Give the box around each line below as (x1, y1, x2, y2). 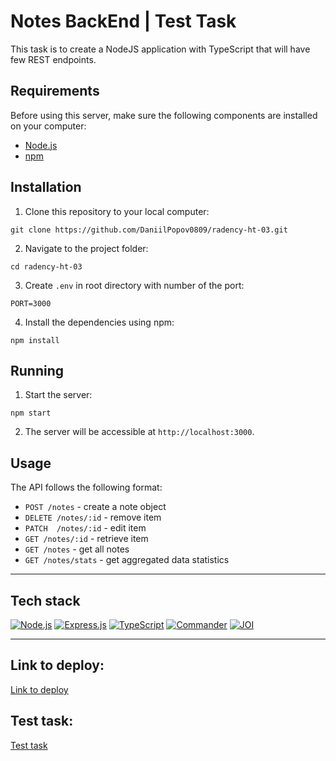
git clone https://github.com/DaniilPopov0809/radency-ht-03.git (10, 225, 288, 235)
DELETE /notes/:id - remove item (24, 511, 162, 524)
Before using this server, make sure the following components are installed (10, 109, 318, 121)
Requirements (10, 83, 100, 100)
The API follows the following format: (10, 481, 163, 494)
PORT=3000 (10, 298, 52, 309)
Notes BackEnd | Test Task (10, 10, 237, 33)
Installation (10, 179, 82, 196)
